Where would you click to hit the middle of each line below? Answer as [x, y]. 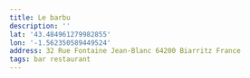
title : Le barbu [40, 17]
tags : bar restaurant [50, 59]
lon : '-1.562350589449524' [60, 43]
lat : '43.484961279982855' [60, 34]
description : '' [40, 26]
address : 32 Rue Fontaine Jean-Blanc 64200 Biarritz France [125, 51]
